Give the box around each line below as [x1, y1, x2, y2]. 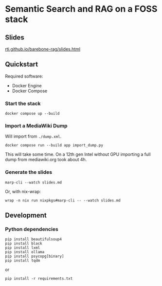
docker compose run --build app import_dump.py [5, 143, 104, 148]
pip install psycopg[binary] [5, 254, 64, 259]
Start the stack [5, 100, 41, 107]
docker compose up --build [5, 111, 60, 116]
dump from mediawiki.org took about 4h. [5, 157, 87, 163]
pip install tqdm [5, 258, 40, 263]
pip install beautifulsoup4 [5, 237, 62, 242]
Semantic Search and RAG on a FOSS [5, 3, 158, 15]
